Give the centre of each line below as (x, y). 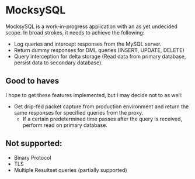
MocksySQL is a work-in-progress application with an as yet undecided (91, 26)
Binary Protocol (32, 157)
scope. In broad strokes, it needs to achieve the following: (75, 32)
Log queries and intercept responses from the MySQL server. (88, 44)
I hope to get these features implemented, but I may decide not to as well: (94, 95)
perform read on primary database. (65, 125)
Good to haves (32, 81)
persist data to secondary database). (58, 63)
